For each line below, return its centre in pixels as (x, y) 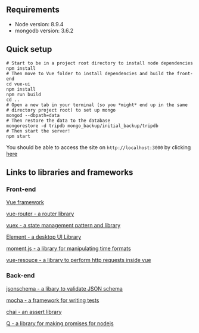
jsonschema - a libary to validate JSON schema (65, 288)
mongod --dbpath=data (33, 115)
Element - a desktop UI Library (44, 237)
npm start (18, 136)
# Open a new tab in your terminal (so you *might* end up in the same (97, 105)
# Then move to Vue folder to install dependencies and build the (90, 73)
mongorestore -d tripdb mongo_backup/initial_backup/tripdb (83, 126)
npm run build (24, 94)
